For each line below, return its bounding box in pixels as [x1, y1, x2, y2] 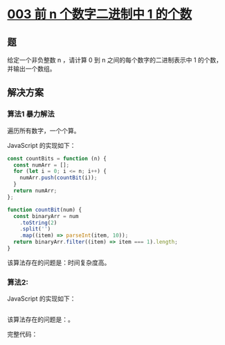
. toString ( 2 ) [19, 219, 57, 226]
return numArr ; [13, 187, 57, 194]
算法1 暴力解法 [7, 109, 55, 119]
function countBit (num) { [7, 206, 82, 213]
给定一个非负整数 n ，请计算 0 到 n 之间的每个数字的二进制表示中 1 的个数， [7, 56, 223, 64]
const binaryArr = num [13, 212, 79, 219]
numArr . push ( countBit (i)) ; [19, 174, 98, 181]
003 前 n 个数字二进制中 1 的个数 [7, 6, 192, 22]
